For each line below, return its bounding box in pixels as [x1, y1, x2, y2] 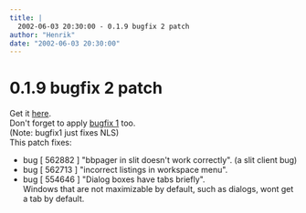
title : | [9, 13, 43, 23]
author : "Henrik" [9, 30, 76, 39]
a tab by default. [22, 193, 85, 205]
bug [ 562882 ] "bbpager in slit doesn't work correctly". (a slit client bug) [22, 155, 298, 166]
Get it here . [9, 108, 52, 119]
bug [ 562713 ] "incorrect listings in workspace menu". [22, 165, 228, 176]
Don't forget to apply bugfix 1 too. [9, 117, 136, 128]
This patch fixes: [9, 137, 72, 148]
